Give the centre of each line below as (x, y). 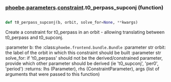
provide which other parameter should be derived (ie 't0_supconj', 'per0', (82, 64)
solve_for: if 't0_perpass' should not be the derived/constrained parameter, (84, 58)
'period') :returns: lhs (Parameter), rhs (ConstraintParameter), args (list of (82, 69)
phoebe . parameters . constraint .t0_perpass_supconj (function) (84, 8)
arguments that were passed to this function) (53, 74)
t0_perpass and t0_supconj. (34, 37)
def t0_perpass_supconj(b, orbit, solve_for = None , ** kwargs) (72, 23)
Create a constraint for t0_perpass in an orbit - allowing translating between (85, 32)
